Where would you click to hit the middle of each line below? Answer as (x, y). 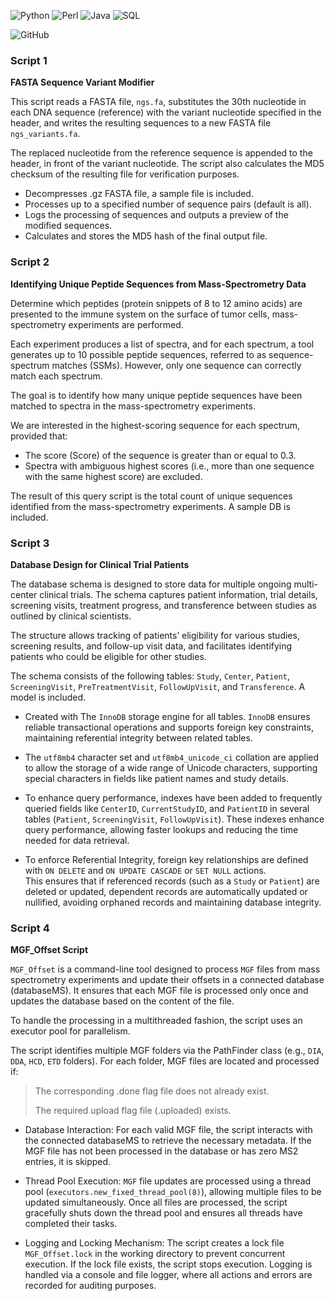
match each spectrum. (56, 376)
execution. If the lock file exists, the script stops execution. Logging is (168, 1264)
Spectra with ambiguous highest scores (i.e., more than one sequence (169, 466)
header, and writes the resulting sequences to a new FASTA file (141, 123)
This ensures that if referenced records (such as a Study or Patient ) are (172, 881)
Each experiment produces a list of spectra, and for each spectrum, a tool (162, 344)
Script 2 (30, 262)
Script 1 (29, 60)
